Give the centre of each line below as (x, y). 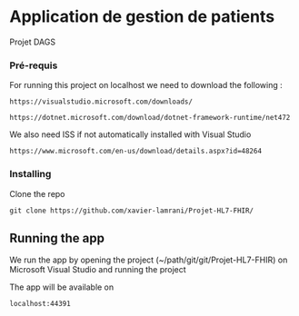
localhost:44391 (40, 304)
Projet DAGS (33, 42)
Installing (30, 174)
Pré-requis (34, 65)
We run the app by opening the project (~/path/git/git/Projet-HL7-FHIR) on (149, 260)
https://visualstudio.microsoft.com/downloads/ (101, 102)
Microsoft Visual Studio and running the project (98, 270)
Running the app (57, 238)
